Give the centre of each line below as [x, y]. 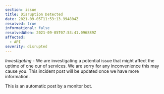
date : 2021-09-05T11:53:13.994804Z [42, 19]
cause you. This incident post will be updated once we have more [72, 71]
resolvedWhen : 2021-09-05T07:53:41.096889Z [51, 33]
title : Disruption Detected [34, 14]
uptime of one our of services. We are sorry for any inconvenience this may [82, 66]
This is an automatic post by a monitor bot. [49, 86]
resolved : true [21, 23]
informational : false [27, 28]
